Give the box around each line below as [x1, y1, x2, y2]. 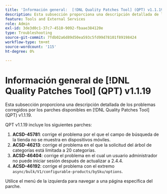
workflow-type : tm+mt [5, 40, 50, 45]
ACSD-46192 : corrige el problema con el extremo [12, 163, 115, 169]
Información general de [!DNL [5, 75, 130, 86]
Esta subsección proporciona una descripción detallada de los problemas [5, 101, 156, 107]
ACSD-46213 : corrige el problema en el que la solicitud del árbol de [12, 142, 152, 148]
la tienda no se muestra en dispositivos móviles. [12, 137, 111, 143]
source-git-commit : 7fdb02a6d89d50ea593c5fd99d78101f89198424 [5, 35, 137, 40]
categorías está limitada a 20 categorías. [12, 147, 96, 153]
